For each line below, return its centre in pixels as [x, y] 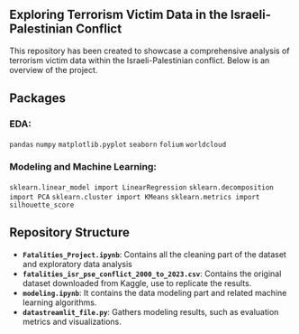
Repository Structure [70, 232]
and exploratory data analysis [77, 264]
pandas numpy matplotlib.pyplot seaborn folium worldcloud [118, 144]
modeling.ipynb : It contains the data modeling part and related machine [154, 292]
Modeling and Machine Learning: [83, 167]
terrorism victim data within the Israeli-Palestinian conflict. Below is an [140, 60]
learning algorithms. [59, 302]
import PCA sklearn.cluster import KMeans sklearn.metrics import [135, 197]
